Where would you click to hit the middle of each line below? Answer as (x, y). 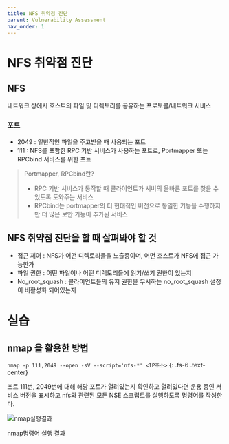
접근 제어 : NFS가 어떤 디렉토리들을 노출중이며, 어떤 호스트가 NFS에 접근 (114, 256)
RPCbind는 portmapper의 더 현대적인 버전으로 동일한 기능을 (116, 205)
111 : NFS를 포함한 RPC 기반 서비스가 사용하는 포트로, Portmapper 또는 (112, 150)
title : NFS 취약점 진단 (37, 13)
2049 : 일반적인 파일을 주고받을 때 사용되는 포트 (81, 141)
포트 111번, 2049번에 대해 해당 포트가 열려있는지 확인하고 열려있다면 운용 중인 (111, 387)
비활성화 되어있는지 (51, 290)
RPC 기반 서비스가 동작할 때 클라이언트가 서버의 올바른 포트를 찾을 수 (126, 188)
